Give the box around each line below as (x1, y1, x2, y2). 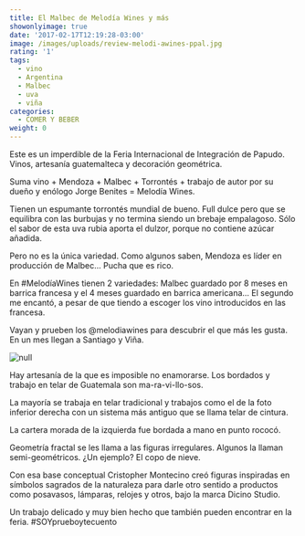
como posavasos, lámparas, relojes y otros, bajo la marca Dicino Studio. (9, 489, 281, 499)
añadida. (9, 233, 43, 243)
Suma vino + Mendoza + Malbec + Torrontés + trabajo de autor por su (9, 176, 274, 187)
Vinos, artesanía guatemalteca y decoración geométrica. (9, 159, 223, 169)
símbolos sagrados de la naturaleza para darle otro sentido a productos (9, 479, 279, 489)
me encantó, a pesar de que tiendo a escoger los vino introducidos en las (9, 298, 286, 308)
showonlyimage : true (9, 22, 89, 31)
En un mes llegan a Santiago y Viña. (9, 334, 144, 345)
